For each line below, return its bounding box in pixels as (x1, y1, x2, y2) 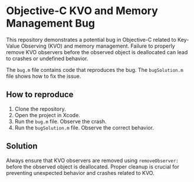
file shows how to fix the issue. (6, 72, 81, 80)
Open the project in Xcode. (14, 111, 81, 118)
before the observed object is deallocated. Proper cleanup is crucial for (6, 163, 180, 170)
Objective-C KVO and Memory (6, 4, 158, 18)
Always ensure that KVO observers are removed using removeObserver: (6, 157, 179, 164)
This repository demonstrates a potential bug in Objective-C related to (6, 36, 177, 43)
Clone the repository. (14, 105, 66, 112)
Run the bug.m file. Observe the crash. (14, 118, 107, 125)
